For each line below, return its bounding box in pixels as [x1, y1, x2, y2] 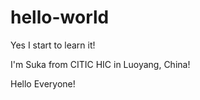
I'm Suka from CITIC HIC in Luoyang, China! [10, 58, 191, 70]
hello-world [10, 6, 110, 29]
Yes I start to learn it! [10, 39, 96, 51]
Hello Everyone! [10, 77, 76, 90]
